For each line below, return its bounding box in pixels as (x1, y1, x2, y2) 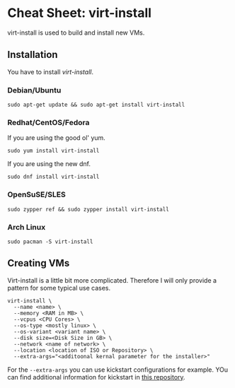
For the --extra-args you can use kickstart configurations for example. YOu (7, 365, 229, 374)
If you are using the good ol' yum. (7, 134, 106, 142)
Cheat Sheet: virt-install (7, 5, 152, 21)
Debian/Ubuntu (7, 85, 62, 95)
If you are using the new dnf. (7, 160, 91, 168)
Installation (7, 49, 58, 61)
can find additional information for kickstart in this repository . (7, 372, 185, 381)
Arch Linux (7, 222, 46, 232)
